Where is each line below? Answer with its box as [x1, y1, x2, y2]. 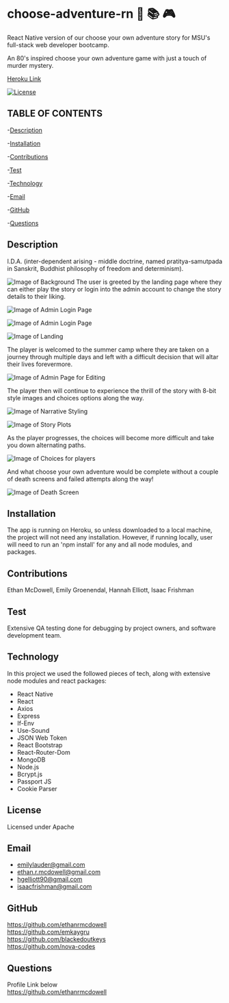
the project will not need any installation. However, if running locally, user [7, 533, 213, 542]
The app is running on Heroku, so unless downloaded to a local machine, [7, 526, 213, 534]
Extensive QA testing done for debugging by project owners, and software [7, 624, 217, 632]
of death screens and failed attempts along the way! [7, 474, 154, 483]
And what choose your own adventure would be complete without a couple [7, 468, 219, 476]
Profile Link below [7, 980, 58, 989]
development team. [7, 631, 62, 639]
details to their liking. [7, 292, 66, 300]
